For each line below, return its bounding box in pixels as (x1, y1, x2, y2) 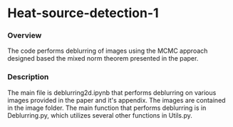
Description (7, 72, 49, 82)
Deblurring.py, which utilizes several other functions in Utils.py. (7, 111, 192, 119)
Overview (7, 31, 42, 41)
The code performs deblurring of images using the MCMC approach (7, 46, 208, 55)
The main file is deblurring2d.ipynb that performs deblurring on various (7, 88, 217, 97)
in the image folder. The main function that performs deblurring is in (7, 103, 207, 112)
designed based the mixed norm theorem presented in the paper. (7, 54, 199, 63)
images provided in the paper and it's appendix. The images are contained (7, 96, 226, 104)
